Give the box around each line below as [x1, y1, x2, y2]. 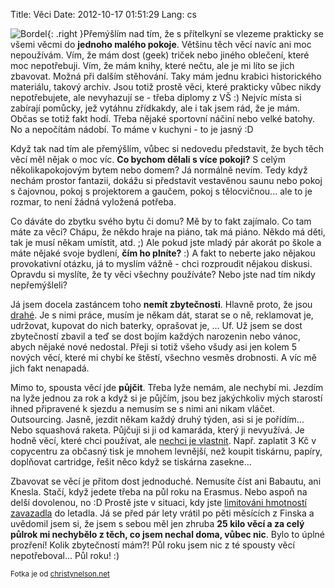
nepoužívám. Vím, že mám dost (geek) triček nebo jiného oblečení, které [10, 49, 310, 61]
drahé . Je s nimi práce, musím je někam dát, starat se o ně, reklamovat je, [10, 309, 314, 321]
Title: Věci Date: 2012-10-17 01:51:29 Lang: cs [10, 9, 197, 20]
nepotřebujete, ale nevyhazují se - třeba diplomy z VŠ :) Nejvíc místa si [10, 92, 302, 103]
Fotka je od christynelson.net [10, 569, 110, 579]
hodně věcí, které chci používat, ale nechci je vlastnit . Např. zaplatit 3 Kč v [10, 435, 317, 446]
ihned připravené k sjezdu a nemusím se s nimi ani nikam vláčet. [10, 403, 275, 414]
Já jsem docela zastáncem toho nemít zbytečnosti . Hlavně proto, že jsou [10, 299, 313, 310]
